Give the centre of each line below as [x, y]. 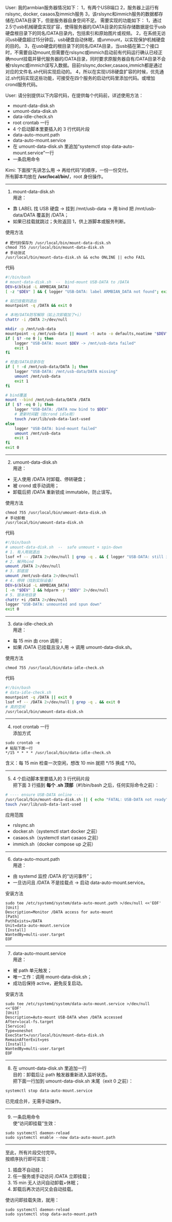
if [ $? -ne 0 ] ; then [29, 338]
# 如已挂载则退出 [21, 301]
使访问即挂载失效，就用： [32, 1200]
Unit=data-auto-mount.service [38, 925]
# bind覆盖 [16, 395]
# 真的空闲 [15, 707]
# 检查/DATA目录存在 [25, 362]
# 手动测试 [15, 253]
